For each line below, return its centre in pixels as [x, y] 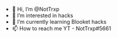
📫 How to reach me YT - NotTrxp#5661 [62, 28]
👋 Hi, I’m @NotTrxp [36, 9]
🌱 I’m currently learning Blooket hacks [59, 22]
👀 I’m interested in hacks [43, 15]
